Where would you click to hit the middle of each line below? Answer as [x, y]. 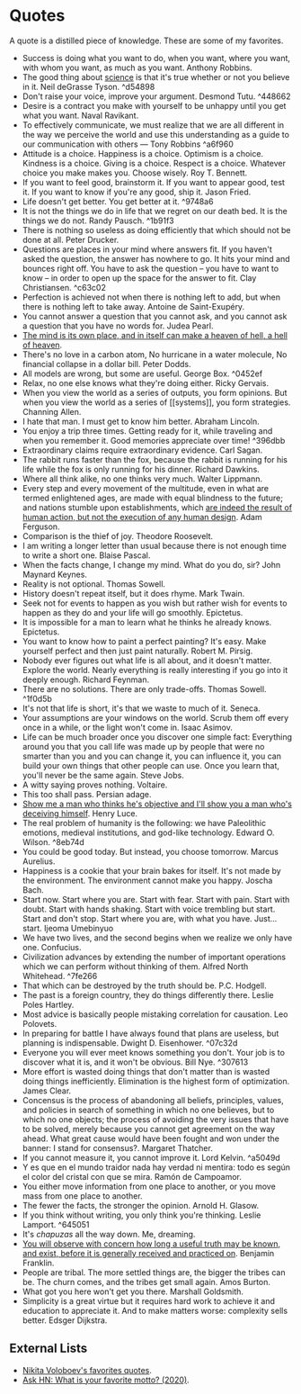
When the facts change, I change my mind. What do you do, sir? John [151, 564]
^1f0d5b [37, 698]
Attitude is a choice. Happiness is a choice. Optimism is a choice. [142, 153]
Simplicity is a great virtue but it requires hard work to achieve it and [149, 1300]
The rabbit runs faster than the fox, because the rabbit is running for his [155, 459]
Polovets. [40, 1023]
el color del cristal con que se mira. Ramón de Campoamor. [132, 1176]
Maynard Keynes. [55, 574]
